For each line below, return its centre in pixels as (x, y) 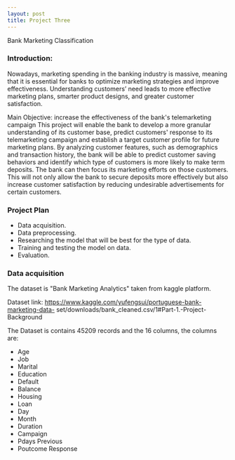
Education (32, 374)
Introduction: (30, 58)
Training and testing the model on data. (74, 248)
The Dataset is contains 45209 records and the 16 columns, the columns (112, 331)
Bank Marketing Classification (51, 40)
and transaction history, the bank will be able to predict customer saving (112, 155)
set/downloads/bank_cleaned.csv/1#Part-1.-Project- (131, 310)
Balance (29, 389)
